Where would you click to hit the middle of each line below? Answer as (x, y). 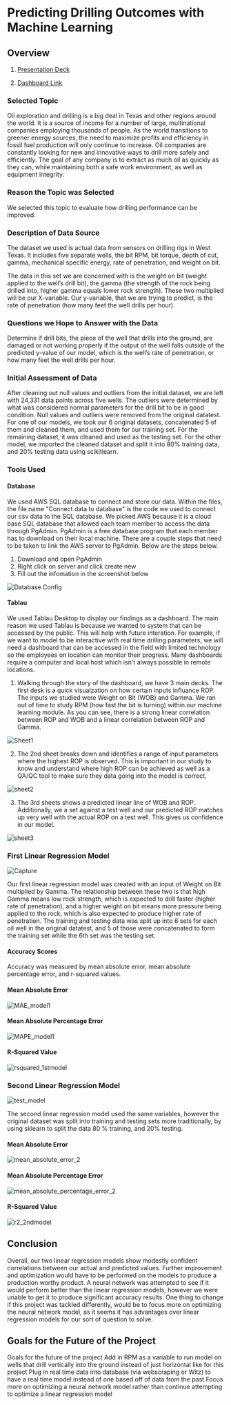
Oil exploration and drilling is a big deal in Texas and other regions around (112, 116)
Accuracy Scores (32, 951)
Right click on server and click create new (77, 566)
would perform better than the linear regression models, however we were (113, 1290)
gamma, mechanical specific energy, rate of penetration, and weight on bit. (114, 262)
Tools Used (27, 470)
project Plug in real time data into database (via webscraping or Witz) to (109, 1372)
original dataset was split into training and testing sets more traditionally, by (114, 1121)
